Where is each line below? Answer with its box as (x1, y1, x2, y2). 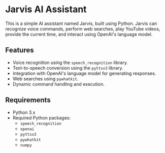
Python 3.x (12, 109, 36, 115)
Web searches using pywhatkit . (12, 75, 79, 82)
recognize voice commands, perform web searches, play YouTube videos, (5, 25, 160, 32)
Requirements (5, 96, 51, 105)
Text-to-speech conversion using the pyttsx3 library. (12, 65, 123, 71)
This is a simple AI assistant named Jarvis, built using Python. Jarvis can (5, 20, 157, 26)
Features (5, 46, 34, 54)
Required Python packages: (12, 114, 71, 120)
